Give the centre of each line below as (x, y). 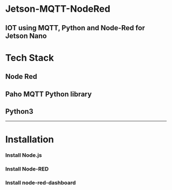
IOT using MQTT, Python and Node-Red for (75, 28)
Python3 (19, 111)
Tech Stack (30, 58)
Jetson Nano (26, 36)
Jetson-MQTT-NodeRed (58, 9)
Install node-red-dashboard (40, 183)
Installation (30, 139)
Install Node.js (24, 155)
